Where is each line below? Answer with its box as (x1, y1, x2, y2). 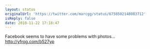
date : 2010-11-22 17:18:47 (5, 20, 60, 25)
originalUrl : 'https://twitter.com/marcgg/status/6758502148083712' (5, 12, 146, 16)
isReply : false (5, 16, 36, 21)
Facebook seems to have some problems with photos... (5, 34, 115, 39)
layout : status (5, 7, 36, 12)
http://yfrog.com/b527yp (5, 39, 55, 45)
